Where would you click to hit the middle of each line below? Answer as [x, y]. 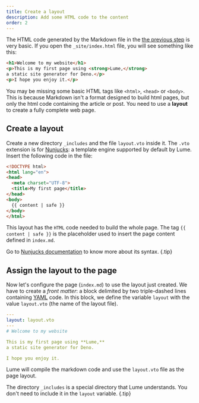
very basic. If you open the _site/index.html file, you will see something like [100, 46]
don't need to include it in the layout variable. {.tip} [69, 393]
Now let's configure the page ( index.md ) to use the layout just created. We [97, 285]
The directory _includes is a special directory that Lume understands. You [97, 388]
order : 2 [17, 23]
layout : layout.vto [30, 320]
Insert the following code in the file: [50, 156]
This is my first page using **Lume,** [56, 342]
